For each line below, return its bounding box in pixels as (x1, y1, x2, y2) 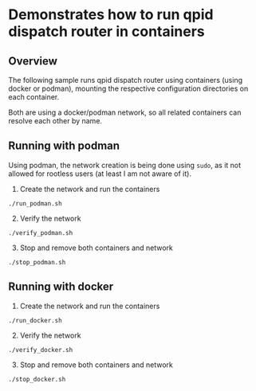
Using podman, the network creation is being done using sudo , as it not (8, 160, 242, 170)
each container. (8, 92, 60, 101)
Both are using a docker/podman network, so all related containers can (8, 108, 242, 117)
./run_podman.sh (8, 199, 62, 208)
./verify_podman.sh (8, 229, 73, 237)
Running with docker (8, 280, 114, 294)
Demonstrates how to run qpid (8, 6, 214, 24)
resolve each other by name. (8, 116, 102, 125)
